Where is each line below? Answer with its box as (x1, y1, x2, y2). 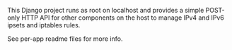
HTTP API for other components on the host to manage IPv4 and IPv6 (21, 13, 224, 22)
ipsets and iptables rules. (7, 21, 81, 29)
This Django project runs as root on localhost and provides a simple (7, 6, 204, 14)
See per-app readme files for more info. (7, 35, 123, 43)
